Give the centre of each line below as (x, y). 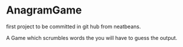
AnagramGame (44, 10)
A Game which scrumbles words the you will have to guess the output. (92, 38)
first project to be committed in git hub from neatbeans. (73, 26)
